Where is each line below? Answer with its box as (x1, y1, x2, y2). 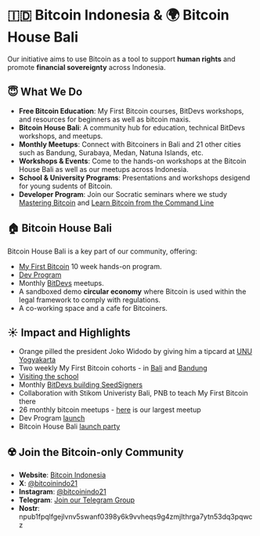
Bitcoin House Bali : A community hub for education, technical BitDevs (18, 122, 246, 132)
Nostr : (18, 504, 40, 513)
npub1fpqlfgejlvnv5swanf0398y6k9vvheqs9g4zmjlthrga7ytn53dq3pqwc (18, 512, 253, 522)
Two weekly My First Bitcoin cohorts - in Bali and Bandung (18, 363, 208, 373)
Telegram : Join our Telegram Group (18, 495, 135, 505)
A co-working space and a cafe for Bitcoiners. (18, 303, 168, 312)
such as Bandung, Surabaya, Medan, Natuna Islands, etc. (18, 148, 204, 157)
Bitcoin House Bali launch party (18, 421, 121, 432)
